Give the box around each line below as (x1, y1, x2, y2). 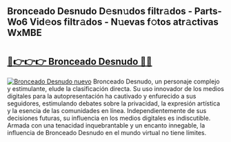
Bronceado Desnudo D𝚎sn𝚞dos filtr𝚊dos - (7, 6, 193, 17)
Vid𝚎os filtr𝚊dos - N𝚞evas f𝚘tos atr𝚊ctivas (30, 17, 219, 28)
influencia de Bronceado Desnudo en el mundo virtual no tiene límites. (7, 129, 207, 136)
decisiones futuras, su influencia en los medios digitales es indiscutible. (7, 114, 211, 122)
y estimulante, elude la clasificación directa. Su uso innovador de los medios (7, 85, 224, 92)
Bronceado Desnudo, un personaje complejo (92, 77, 220, 85)
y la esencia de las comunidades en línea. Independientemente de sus (7, 107, 207, 114)
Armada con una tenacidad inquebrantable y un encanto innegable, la (7, 121, 205, 130)
